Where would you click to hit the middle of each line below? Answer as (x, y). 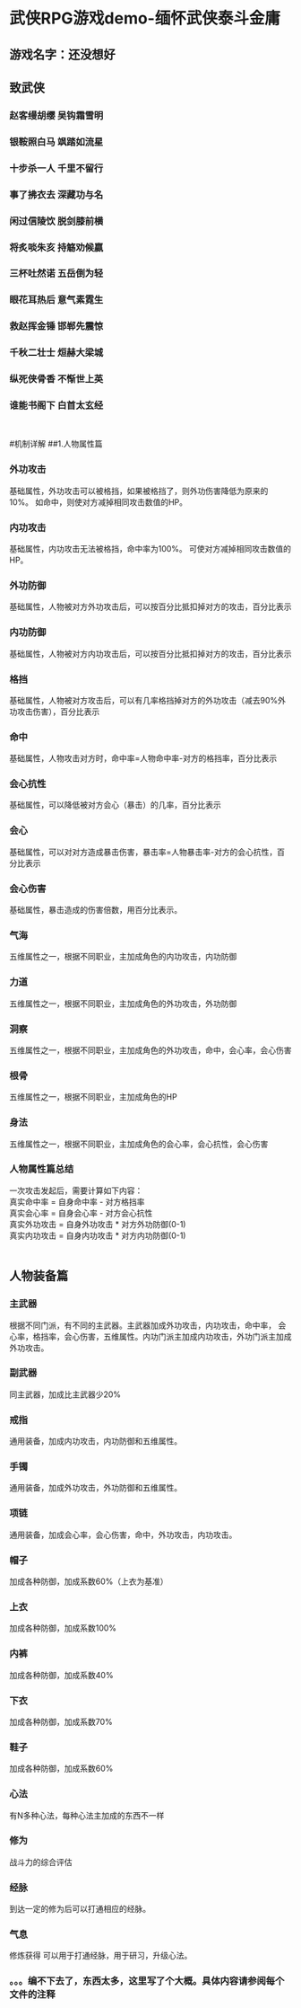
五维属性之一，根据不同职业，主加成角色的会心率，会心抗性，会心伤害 (139, 1144)
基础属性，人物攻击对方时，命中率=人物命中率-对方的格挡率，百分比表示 (143, 758)
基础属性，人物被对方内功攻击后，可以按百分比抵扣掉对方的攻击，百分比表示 (150, 653)
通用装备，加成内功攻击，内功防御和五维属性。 (95, 1441)
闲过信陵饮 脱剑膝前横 (56, 221)
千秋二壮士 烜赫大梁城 (56, 353)
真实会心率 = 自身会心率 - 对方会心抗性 (81, 1213)
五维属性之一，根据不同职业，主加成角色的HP (93, 1097)
